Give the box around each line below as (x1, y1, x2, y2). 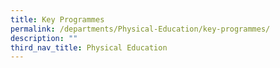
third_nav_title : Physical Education (10, 42, 168, 53)
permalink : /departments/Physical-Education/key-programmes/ (10, 24, 271, 34)
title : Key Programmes (10, 14, 105, 25)
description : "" (10, 33, 78, 43)
